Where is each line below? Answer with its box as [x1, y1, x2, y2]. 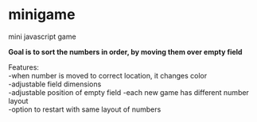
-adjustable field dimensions [8, 79, 102, 89]
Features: [8, 62, 40, 72]
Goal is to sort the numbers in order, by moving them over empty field [8, 47, 243, 56]
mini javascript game [8, 32, 77, 41]
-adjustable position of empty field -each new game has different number [8, 87, 249, 97]
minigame [8, 6, 76, 24]
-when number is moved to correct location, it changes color [8, 71, 208, 80]
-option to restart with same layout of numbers [8, 105, 162, 114]
